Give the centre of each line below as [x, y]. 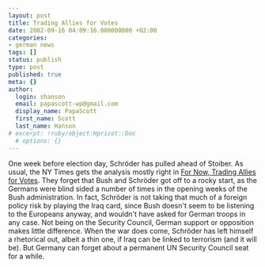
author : [21, 89]
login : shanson [40, 97]
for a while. [26, 256]
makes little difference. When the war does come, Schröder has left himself [131, 231]
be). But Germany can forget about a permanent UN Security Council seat [129, 247]
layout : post [30, 15]
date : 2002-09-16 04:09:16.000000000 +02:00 [83, 30]
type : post [26, 67]
